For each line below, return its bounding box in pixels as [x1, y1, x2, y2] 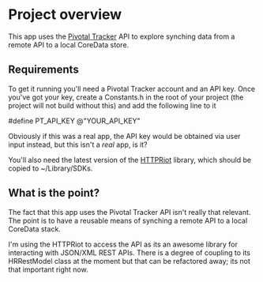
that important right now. [8, 265, 88, 274]
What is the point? [8, 186, 100, 200]
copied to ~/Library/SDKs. [8, 164, 93, 173]
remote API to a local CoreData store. [8, 39, 130, 49]
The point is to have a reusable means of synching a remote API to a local [8, 216, 248, 225]
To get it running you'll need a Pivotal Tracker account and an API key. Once [8, 84, 256, 93]
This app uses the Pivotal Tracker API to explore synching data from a [8, 32, 235, 41]
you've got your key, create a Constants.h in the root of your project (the [8, 92, 244, 102]
